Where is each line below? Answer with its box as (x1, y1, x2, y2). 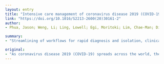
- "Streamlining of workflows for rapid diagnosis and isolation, (5, 38, 143, 44)
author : (5, 20, 21, 26)
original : (5, 47, 25, 52)
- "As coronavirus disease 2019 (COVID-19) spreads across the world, (5, 51, 152, 56)
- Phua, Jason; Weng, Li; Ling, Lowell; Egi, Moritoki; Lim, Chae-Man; (5, 25, 154, 30)
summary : (5, 34, 23, 39)
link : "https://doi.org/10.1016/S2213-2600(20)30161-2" (5, 16, 121, 21)
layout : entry (5, 7, 34, 12)
